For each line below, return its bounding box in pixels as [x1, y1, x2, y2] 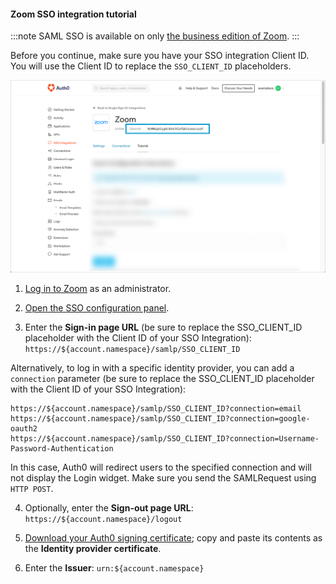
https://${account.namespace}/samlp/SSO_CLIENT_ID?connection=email [10, 403, 302, 414]
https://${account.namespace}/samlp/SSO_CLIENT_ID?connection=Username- [10, 433, 320, 444]
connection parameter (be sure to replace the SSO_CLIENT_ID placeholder [10, 372, 315, 384]
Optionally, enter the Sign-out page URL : [24, 501, 194, 514]
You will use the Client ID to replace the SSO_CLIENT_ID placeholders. [10, 60, 292, 72]
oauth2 [10, 423, 38, 434]
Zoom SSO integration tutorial [10, 8, 137, 20]
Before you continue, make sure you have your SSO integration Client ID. [10, 50, 310, 62]
